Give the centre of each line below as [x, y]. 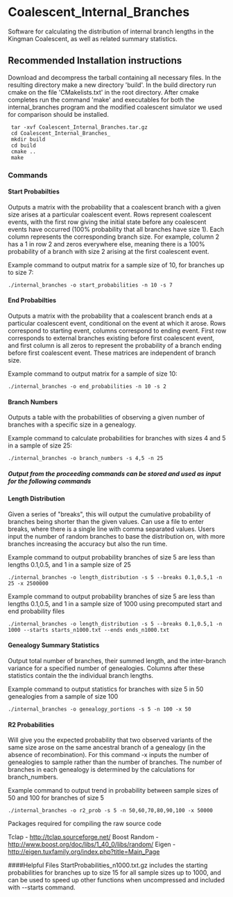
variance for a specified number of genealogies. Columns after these [106, 668]
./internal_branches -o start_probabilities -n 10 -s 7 [90, 285]
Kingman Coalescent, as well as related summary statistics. [93, 38]
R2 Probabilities [31, 724]
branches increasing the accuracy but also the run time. [88, 543]
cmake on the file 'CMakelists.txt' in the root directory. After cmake [104, 92]
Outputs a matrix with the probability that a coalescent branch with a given [114, 207]
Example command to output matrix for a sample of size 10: [93, 374]
